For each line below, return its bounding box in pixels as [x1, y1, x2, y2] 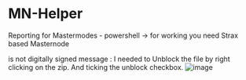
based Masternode [8, 38, 70, 48]
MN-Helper [8, 5, 83, 23]
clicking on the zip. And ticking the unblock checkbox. [8, 62, 184, 71]
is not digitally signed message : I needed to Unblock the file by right [8, 54, 230, 64]
